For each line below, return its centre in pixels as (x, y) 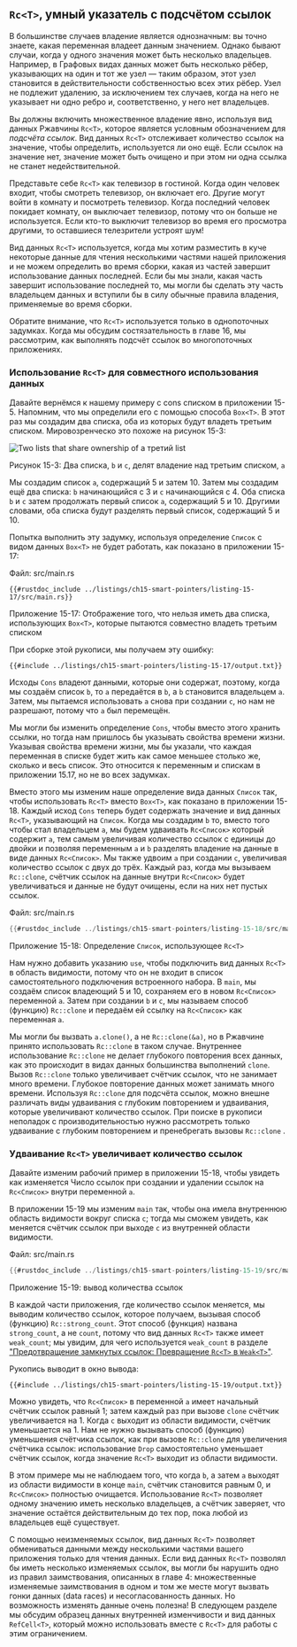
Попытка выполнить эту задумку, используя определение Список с (136, 537)
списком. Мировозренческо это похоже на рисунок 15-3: (118, 431)
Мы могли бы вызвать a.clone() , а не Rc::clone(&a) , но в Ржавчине (137, 1037)
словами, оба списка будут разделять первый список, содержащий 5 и (145, 511)
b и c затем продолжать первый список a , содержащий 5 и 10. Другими (145, 501)
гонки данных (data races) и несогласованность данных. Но (122, 1596)
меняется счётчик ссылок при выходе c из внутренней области (129, 1228)
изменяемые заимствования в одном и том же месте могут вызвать (139, 1587)
